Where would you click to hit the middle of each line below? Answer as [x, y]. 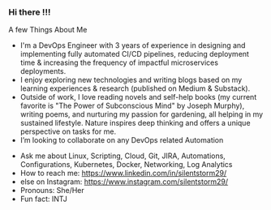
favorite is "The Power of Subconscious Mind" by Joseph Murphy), [132, 106]
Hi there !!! [30, 12]
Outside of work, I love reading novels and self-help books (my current [138, 97]
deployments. [43, 71]
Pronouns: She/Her [52, 191]
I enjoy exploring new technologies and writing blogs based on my [131, 80]
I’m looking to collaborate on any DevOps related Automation [122, 140]
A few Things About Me [48, 30]
